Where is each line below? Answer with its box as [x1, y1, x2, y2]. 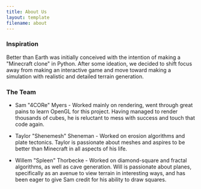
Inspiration [6, 40, 39, 48]
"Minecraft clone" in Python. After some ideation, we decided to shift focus [6, 60, 193, 67]
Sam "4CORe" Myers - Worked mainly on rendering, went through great [14, 101, 193, 108]
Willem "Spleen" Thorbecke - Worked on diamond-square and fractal [14, 156, 187, 164]
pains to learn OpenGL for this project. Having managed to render [14, 108, 178, 115]
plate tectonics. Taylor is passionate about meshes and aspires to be [14, 138, 185, 146]
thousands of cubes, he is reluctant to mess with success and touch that [14, 114, 196, 121]
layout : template [6, 14, 50, 20]
